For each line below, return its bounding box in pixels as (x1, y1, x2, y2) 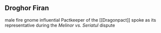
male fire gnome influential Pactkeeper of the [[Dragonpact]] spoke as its (5, 17, 156, 23)
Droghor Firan (5, 4, 49, 12)
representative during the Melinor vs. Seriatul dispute (5, 22, 115, 28)
